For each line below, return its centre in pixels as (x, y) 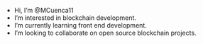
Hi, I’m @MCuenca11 (44, 10)
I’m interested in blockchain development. (75, 18)
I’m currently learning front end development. (80, 25)
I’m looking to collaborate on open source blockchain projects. (105, 33)
